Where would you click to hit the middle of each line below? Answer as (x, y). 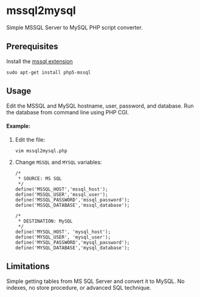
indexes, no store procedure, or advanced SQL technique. (79, 287)
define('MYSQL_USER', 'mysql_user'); (63, 237)
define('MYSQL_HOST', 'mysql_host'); (63, 232)
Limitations (28, 266)
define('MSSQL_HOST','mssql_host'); (61, 189)
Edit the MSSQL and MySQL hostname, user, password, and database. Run (100, 106)
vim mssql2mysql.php (41, 151)
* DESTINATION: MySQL (45, 221)
